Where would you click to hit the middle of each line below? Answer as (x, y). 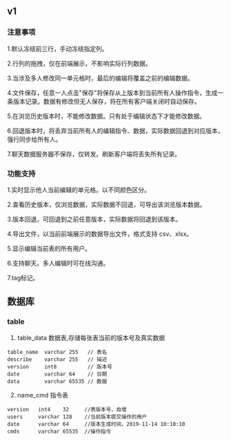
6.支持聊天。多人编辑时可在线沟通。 (58, 263)
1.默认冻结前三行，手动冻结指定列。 (58, 48)
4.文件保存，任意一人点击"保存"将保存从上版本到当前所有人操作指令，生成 (112, 92)
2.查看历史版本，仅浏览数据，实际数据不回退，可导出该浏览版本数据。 (107, 204)
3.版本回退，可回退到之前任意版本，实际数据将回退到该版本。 (94, 219)
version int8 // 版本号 (60, 366)
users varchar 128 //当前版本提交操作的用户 (77, 417)
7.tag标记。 (23, 277)
